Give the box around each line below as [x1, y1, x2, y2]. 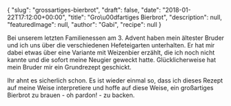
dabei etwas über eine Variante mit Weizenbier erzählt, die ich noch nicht [7, 48, 215, 56]
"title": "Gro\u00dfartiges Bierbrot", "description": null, [68, 13, 223, 21]
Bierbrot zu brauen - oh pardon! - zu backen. [7, 91, 135, 99]
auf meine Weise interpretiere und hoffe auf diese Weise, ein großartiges [7, 84, 214, 92]
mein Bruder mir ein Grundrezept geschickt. [7, 63, 132, 71]
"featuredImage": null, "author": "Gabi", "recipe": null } [7, 21, 162, 28]
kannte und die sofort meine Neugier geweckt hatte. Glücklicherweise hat [7, 56, 216, 64]
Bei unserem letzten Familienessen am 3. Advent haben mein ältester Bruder [7, 34, 225, 42]
